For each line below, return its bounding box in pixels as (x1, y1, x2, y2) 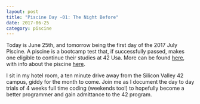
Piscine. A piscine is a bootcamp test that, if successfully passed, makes (6, 48, 185, 55)
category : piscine (6, 25, 52, 31)
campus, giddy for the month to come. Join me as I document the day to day (6, 78, 195, 86)
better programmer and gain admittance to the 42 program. (6, 91, 152, 98)
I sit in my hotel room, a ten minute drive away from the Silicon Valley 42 (6, 72, 184, 79)
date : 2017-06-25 (6, 20, 50, 26)
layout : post (6, 8, 39, 15)
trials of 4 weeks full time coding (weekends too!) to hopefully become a (6, 84, 184, 92)
